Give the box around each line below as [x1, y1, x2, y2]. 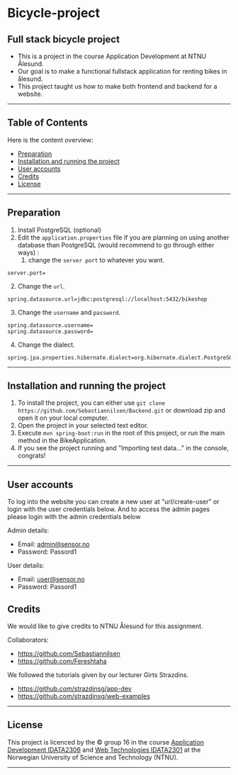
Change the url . [17, 281, 65, 290]
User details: [7, 562, 45, 570]
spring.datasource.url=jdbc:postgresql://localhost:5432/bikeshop [7, 296, 208, 303]
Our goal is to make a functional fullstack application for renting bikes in [17, 67, 227, 75]
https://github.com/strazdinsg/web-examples [17, 692, 151, 701]
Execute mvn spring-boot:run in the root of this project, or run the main [17, 429, 225, 437]
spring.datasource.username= [7, 321, 93, 329]
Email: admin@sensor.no [17, 540, 90, 549]
